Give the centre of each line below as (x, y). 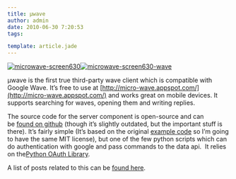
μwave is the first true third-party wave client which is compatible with (110, 80)
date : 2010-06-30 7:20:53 (45, 27)
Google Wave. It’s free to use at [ (55, 88)
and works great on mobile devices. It (163, 96)
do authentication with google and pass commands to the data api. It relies (117, 146)
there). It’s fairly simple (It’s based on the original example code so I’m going (118, 132)
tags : (15, 34)
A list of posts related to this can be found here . (77, 168)
